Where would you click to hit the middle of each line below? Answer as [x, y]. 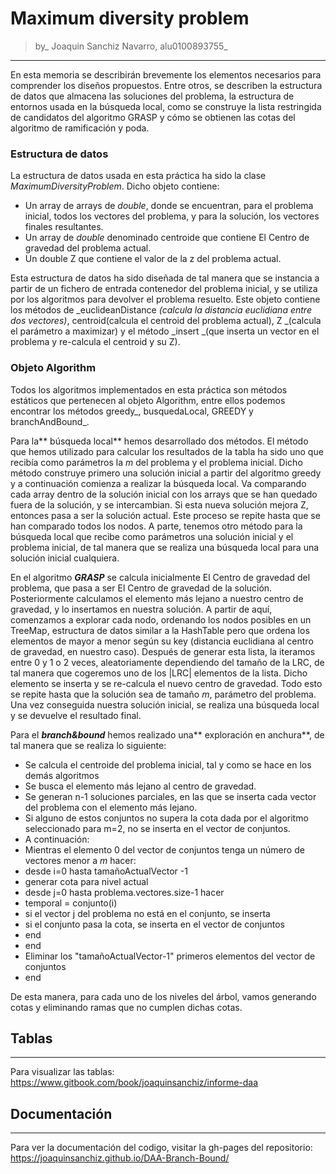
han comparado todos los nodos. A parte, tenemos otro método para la [156, 526]
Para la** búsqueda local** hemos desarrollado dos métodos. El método [159, 441]
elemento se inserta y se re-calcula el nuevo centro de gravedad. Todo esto [166, 683]
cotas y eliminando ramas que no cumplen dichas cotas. [126, 1007]
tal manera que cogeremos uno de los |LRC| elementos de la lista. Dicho [159, 673]
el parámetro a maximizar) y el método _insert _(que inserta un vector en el [165, 331]
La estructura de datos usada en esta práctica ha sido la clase [138, 176]
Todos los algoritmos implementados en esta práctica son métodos [149, 389]
